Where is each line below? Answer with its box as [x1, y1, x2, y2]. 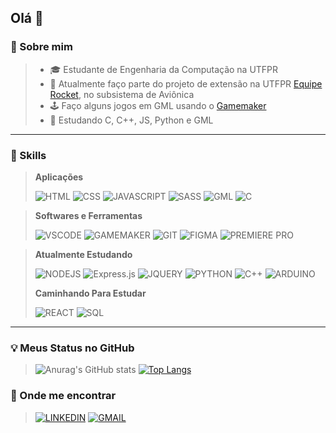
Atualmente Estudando [34, 248, 133, 260]
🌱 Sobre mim [10, 40, 73, 54]
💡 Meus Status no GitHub [10, 341, 135, 355]
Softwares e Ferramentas [34, 209, 143, 221]
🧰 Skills [10, 148, 47, 162]
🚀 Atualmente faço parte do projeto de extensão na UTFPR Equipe [49, 77, 323, 90]
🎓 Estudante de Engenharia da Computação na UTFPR [49, 63, 279, 75]
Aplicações [34, 171, 84, 183]
